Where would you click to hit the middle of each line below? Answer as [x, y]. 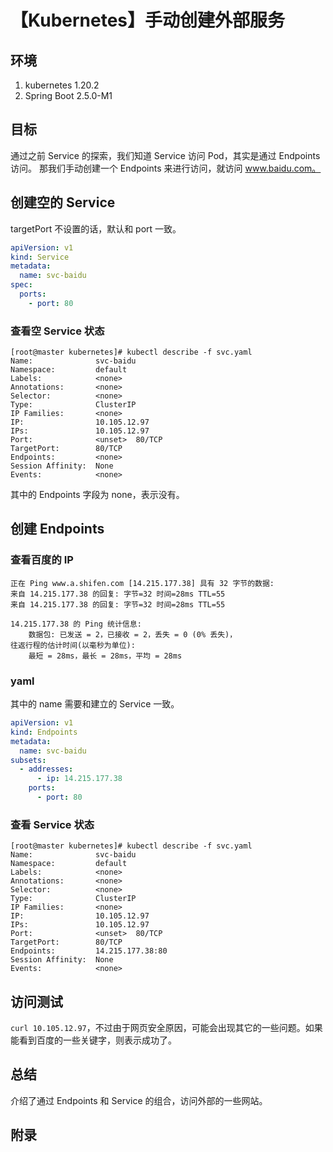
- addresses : [46, 769]
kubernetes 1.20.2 [62, 85]
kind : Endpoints [44, 732]
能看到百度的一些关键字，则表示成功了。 [93, 1040]
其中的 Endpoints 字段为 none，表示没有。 [97, 495]
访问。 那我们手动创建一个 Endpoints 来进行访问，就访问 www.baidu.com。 [166, 168]
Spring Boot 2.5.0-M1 [68, 95]
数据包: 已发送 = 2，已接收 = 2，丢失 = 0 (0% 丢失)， [133, 634]
